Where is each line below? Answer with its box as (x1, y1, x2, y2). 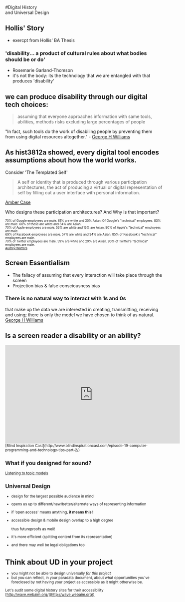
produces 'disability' (12, 78, 55, 84)
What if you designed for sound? (5, 460, 92, 467)
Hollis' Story (5, 24, 44, 32)
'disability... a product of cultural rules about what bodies (5, 49, 147, 56)
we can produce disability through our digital (5, 92, 148, 101)
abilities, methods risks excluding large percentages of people (17, 118, 146, 124)
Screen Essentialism (5, 259, 70, 267)
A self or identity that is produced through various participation (17, 179, 147, 185)
